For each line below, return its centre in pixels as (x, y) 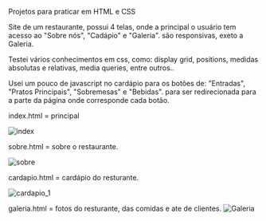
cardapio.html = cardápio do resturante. (74, 178)
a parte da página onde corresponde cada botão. (89, 100)
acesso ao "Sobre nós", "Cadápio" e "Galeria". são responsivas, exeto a (126, 36)
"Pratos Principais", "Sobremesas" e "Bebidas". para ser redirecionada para (132, 92)
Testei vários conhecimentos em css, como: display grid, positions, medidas (133, 59)
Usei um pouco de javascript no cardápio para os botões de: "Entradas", (127, 83)
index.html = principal (44, 116)
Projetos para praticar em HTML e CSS (72, 12)
